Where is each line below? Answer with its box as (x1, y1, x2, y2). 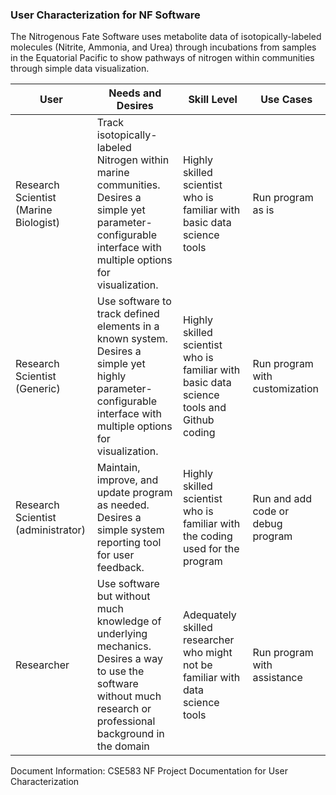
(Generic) (15, 382, 61, 396)
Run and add (252, 492, 313, 506)
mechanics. (96, 639, 152, 653)
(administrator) (15, 523, 86, 537)
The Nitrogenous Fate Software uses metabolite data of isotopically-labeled (10, 31, 322, 43)
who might (182, 646, 233, 660)
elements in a (96, 319, 160, 333)
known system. (96, 332, 168, 346)
